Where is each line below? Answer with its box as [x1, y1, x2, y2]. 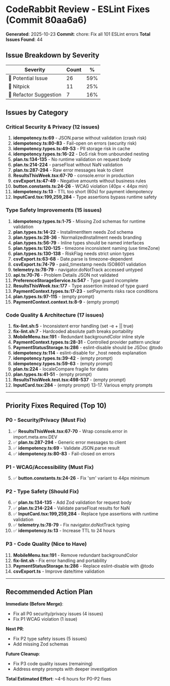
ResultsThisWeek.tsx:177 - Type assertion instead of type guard [13, 282, 148, 289]
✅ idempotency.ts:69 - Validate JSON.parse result [13, 445, 120, 451]
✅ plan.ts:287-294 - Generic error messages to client [13, 439, 127, 445]
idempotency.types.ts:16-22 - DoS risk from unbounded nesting [13, 151, 149, 157]
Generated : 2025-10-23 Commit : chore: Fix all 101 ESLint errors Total [6, 31, 151, 37]
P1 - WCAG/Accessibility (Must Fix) [6, 463, 94, 470]
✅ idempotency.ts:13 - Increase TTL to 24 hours [13, 528, 116, 534]
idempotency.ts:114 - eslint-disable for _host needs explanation [13, 350, 147, 356]
